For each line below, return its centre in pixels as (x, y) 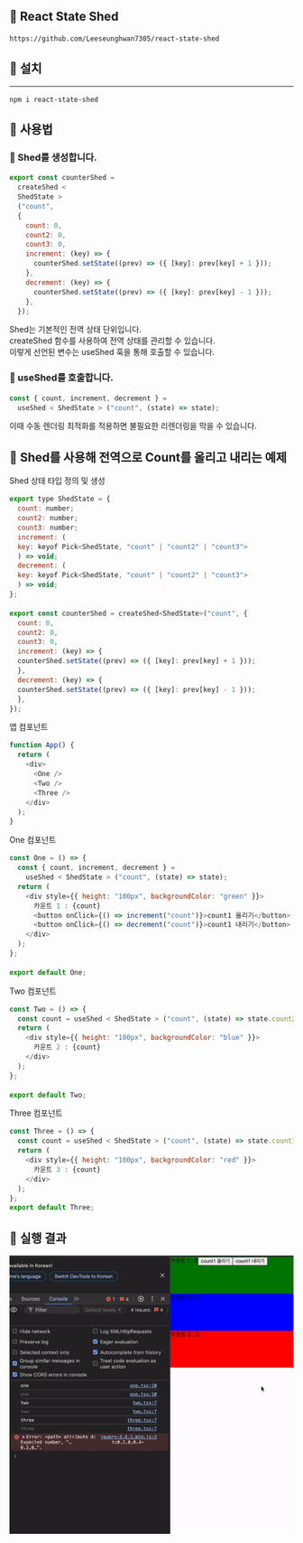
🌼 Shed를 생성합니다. (53, 157)
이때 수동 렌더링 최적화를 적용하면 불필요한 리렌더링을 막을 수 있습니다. (133, 426)
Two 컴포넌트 (33, 991)
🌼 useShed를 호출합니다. (62, 378)
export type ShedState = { (60, 499)
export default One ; (48, 972)
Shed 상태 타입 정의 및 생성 (57, 481)
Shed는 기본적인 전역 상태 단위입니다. (76, 330)
